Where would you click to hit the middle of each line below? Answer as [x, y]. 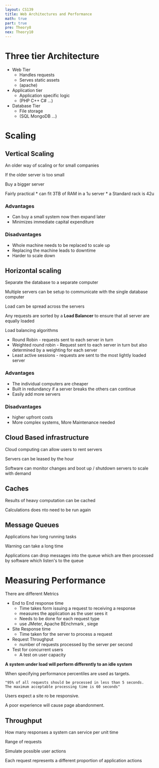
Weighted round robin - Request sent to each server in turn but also [79, 345]
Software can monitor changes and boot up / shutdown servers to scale [77, 468]
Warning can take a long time [34, 546]
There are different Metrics [32, 594]
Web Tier [21, 70]
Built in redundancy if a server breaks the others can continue [74, 389]
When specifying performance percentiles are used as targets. [68, 674]
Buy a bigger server [25, 184]
